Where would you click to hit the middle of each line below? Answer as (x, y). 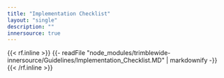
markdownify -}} (194, 61)
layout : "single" (32, 20)
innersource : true (34, 33)
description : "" (31, 26)
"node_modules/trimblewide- (129, 53)
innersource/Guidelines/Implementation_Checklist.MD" (86, 61)
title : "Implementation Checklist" (59, 14)
